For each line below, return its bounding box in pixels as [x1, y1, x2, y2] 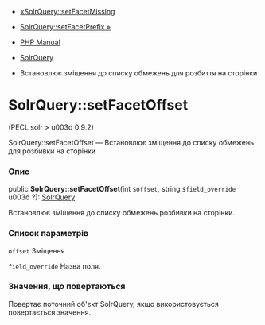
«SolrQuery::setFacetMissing [19, 7, 115, 16]
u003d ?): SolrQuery [8, 192, 76, 202]
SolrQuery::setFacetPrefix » [19, 22, 111, 31]
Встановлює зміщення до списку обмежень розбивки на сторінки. [8, 208, 235, 218]
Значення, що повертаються [8, 281, 126, 292]
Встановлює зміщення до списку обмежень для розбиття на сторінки [19, 68, 258, 78]
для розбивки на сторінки [8, 146, 96, 156]
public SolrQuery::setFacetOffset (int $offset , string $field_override [8, 184, 236, 194]
